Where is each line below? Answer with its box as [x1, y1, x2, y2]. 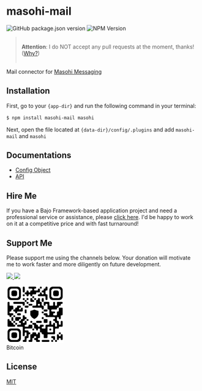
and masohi [18, 132, 47, 139]
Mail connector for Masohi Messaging [6, 68, 102, 75]
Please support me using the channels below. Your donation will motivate [6, 254, 191, 261]
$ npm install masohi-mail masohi [6, 115, 95, 121]
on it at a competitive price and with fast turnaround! [6, 220, 139, 228]
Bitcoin [6, 344, 24, 351]
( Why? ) [21, 49, 40, 56]
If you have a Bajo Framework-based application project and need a [6, 207, 178, 214]
